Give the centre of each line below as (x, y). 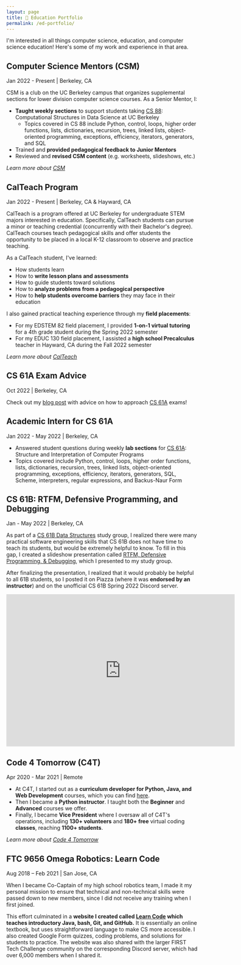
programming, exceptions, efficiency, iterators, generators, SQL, (96, 474)
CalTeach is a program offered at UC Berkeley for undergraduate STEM (96, 213)
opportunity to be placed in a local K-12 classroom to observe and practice (100, 239)
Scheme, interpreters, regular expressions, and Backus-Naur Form (99, 480)
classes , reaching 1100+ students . (59, 828)
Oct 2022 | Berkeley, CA (37, 390)
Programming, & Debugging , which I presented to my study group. (89, 561)
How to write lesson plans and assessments (72, 276)
